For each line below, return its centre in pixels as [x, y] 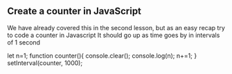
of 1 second [24, 42]
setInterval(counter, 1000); [45, 63]
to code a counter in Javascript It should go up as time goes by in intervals [114, 35]
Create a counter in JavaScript [74, 11]
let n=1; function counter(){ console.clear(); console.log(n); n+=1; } [102, 56]
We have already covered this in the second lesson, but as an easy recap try [116, 27]
